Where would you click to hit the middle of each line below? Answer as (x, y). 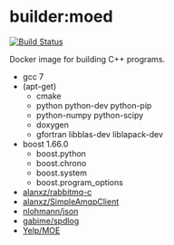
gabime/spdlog (51, 221)
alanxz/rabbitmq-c (57, 192)
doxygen (53, 125)
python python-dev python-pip (94, 105)
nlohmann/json (50, 211)
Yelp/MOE (41, 230)
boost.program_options (80, 182)
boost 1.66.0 (45, 144)
